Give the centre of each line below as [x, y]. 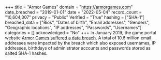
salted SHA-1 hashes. [26, 53]
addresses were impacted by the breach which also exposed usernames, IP [80, 43]
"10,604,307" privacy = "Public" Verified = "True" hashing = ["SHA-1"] [75, 17]
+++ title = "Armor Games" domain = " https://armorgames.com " [69, 7]
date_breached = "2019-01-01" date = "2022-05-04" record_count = [73, 12]
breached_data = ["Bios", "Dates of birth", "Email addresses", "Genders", [77, 22]
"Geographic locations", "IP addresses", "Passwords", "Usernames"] [73, 28]
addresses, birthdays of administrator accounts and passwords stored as [78, 48]
